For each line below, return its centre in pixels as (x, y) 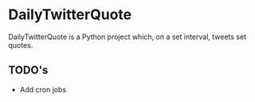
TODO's (28, 71)
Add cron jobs (43, 89)
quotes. (21, 45)
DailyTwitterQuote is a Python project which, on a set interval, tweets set (127, 37)
